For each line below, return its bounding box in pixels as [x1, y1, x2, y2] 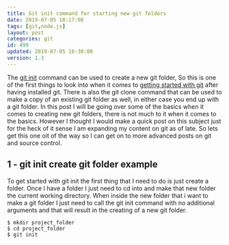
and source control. [7, 138, 62, 147]
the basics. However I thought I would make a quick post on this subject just [7, 117, 221, 125]
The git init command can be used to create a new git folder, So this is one [7, 73, 217, 81]
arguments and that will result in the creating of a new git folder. [7, 206, 187, 214]
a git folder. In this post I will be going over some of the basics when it [7, 102, 204, 110]
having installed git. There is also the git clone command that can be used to [7, 88, 222, 96]
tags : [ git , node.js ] [7, 23, 66, 29]
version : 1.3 [7, 55, 44, 62]
